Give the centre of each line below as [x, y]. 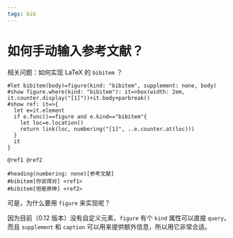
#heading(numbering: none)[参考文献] [61, 174]
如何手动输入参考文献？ [76, 51]
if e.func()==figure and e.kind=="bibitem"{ [80, 117]
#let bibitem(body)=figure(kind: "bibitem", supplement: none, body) [112, 86]
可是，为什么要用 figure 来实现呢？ [59, 203]
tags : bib [22, 14]
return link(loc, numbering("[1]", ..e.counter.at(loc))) [107, 129]
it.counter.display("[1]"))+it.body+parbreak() [79, 98]
